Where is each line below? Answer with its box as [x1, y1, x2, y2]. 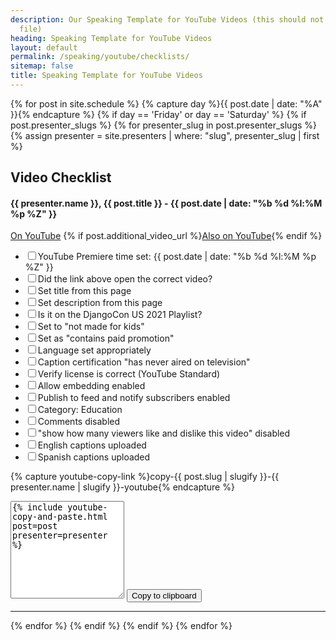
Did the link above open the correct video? [37, 273, 213, 285]
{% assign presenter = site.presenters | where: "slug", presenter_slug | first [10, 129, 320, 141]
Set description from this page [37, 297, 163, 309]
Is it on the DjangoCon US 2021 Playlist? [37, 309, 203, 321]
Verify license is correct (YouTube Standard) [37, 368, 221, 380]
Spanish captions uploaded [37, 451, 151, 463]
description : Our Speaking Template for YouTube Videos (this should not [10, 14, 325, 25]
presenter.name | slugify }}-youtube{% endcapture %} [10, 481, 235, 493]
